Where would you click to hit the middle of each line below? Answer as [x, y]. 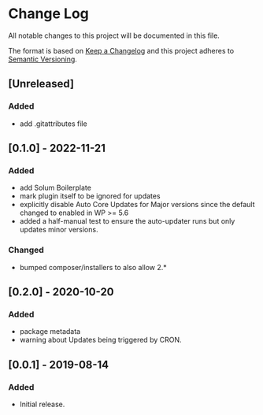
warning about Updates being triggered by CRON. [101, 340]
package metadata [50, 332]
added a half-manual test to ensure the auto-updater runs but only [127, 221]
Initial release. [42, 404]
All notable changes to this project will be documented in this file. [114, 35]
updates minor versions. [59, 230]
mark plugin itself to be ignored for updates [90, 196]
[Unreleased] [41, 84]
